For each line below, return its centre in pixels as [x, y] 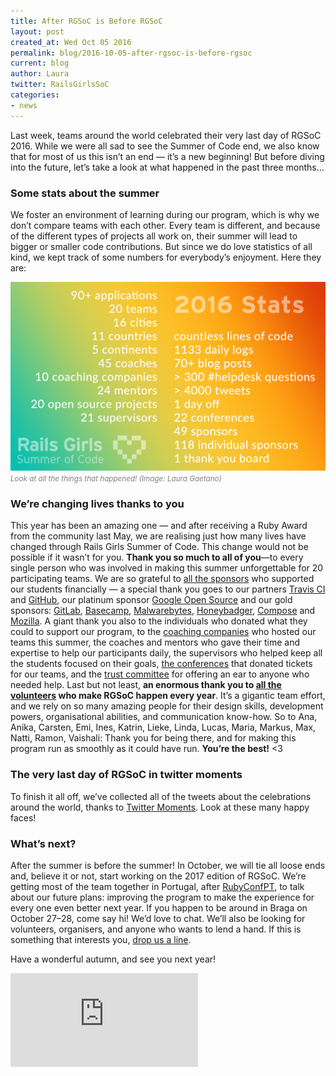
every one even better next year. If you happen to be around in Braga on [159, 908]
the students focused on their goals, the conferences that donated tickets [161, 664]
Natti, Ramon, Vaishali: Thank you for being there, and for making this [153, 738]
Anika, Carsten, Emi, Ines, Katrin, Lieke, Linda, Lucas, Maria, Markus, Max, [163, 727]
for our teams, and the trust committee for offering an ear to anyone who [160, 674]
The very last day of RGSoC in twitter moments [126, 775]
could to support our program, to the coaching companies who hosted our [163, 632]
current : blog [40, 63]
